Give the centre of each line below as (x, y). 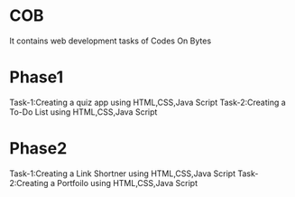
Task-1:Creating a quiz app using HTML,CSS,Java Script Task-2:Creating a (147, 102)
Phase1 (37, 77)
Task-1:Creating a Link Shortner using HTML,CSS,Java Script (123, 174)
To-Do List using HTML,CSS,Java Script (83, 112)
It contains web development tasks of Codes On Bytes (111, 41)
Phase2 (38, 149)
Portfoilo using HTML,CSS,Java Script (128, 183)
